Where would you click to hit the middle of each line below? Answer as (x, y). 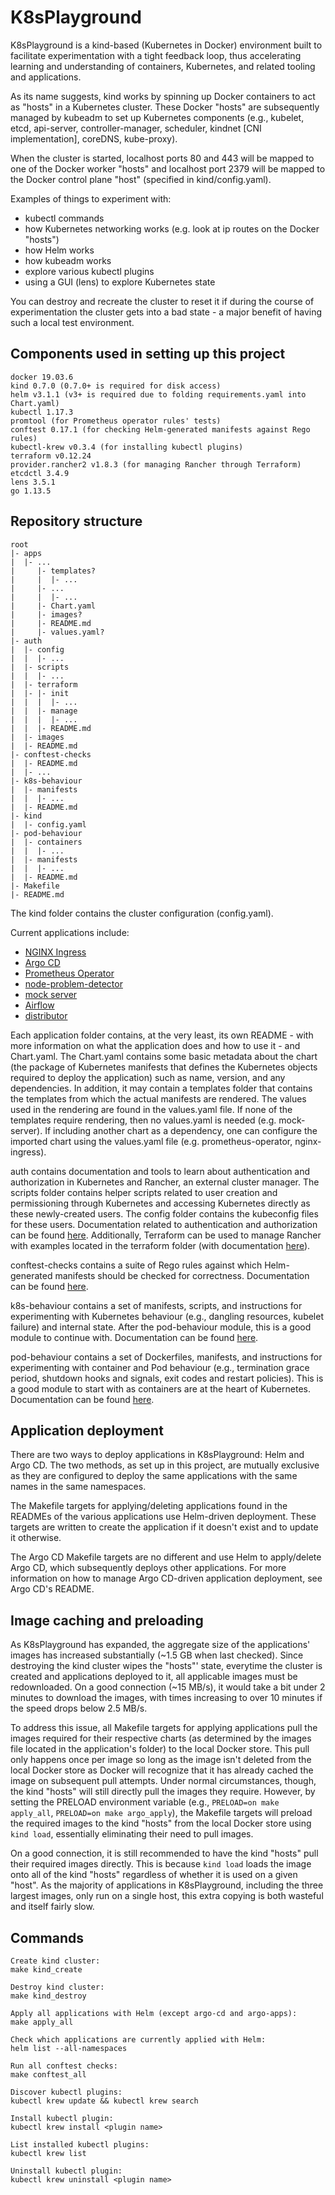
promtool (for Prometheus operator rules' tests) (116, 421)
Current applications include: (70, 932)
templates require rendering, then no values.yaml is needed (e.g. (143, 1120)
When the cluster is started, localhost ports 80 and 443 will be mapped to (162, 158)
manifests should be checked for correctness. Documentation (182, 1275)
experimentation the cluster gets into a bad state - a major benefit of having (166, 312)
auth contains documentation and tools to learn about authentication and (160, 1171)
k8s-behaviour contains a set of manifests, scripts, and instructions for (156, 1305)
